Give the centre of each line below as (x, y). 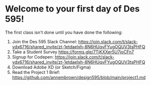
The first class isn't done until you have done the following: (64, 32)
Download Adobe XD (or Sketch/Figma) (51, 67)
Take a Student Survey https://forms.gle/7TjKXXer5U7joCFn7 (73, 52)
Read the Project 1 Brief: (36, 72)
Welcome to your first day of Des (72, 9)
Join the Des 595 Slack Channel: (45, 41)
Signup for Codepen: (33, 57)
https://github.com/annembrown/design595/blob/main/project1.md (79, 77)
